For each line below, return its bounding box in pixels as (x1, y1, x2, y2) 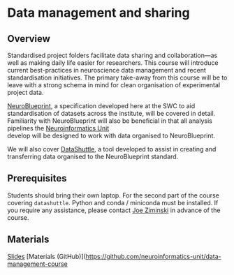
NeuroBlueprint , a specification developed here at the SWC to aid (7, 102, 196, 110)
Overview (7, 33, 51, 45)
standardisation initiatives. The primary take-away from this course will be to (7, 73, 228, 82)
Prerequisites (7, 172, 67, 184)
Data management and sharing (7, 5, 190, 21)
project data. (7, 89, 44, 96)
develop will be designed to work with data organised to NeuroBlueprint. (7, 131, 215, 140)
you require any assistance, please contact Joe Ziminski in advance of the (7, 206, 221, 214)
